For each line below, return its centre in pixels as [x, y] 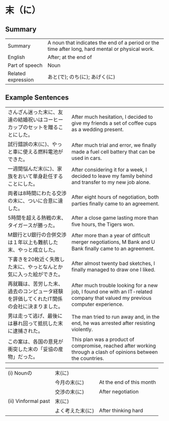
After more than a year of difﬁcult [111, 235]
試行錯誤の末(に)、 [30, 144]
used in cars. [87, 158]
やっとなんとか [45, 267]
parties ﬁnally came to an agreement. [115, 203]
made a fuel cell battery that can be [113, 151]
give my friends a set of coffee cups [114, 123]
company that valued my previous [111, 298]
